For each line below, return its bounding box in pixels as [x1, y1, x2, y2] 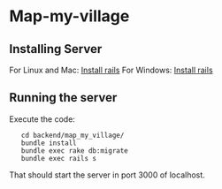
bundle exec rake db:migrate [20, 146, 128, 155]
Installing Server [9, 42, 103, 57]
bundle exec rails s [20, 154, 97, 163]
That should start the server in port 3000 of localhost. [9, 170, 205, 180]
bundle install [20, 139, 77, 147]
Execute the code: [9, 113, 75, 125]
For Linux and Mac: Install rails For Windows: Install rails [9, 64, 214, 75]
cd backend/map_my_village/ [20, 131, 125, 140]
